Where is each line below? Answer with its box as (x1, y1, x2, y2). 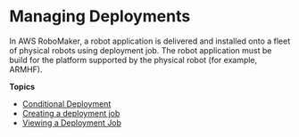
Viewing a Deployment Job (21, 117, 122, 128)
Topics (9, 81, 36, 92)
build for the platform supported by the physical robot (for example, (9, 54, 258, 65)
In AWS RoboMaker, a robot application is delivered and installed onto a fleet (9, 36, 291, 46)
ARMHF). (9, 64, 43, 75)
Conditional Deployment (21, 98, 112, 109)
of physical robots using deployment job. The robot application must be (9, 44, 272, 55)
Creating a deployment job (21, 108, 120, 118)
